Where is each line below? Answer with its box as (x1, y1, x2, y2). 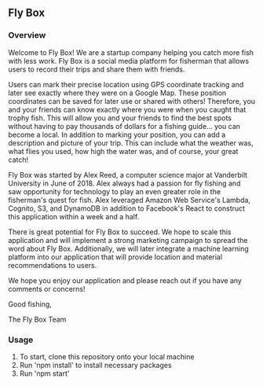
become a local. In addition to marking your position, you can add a (8, 130, 226, 139)
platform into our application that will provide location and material (8, 252, 222, 262)
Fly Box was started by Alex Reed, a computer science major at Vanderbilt (8, 170, 248, 179)
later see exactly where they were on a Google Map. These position (8, 88, 227, 97)
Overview (8, 30, 46, 41)
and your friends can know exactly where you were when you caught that (8, 105, 247, 114)
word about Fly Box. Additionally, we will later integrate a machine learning (8, 244, 249, 253)
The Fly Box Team (8, 314, 67, 324)
